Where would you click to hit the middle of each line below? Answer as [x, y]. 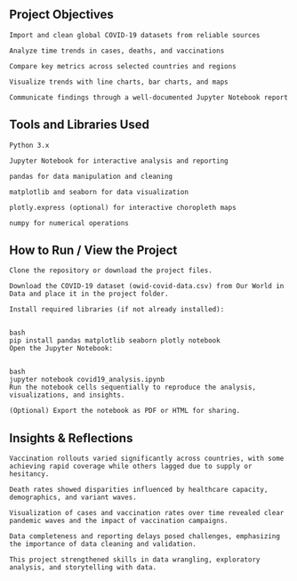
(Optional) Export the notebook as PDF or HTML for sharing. [125, 411]
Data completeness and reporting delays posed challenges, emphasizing [144, 537]
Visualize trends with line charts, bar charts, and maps [119, 82]
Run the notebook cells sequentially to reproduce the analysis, [132, 387]
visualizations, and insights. [67, 395]
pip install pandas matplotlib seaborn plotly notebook [115, 341]
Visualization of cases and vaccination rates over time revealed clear [147, 513]
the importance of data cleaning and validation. [103, 545]
